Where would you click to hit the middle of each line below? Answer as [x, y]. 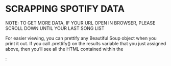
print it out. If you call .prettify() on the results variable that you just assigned [86, 43]
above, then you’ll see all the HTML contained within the [64, 49]
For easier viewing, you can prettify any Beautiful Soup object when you [81, 38]
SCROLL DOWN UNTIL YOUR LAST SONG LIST [55, 28]
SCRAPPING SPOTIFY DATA [65, 9]
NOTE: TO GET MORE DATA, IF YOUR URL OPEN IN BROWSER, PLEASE [80, 23]
